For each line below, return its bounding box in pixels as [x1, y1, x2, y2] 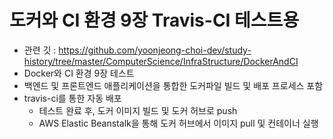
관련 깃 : [23, 44, 57, 56]
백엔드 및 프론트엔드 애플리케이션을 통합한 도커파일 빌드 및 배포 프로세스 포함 [23, 79, 324, 91]
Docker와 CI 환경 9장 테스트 [23, 67, 135, 79]
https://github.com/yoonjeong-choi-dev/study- [58, 44, 252, 56]
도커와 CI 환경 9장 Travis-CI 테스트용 [9, 9, 300, 32]
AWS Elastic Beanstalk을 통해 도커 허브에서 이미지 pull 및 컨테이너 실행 [38, 117, 319, 129]
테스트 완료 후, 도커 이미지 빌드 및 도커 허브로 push [38, 104, 238, 116]
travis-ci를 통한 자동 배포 [23, 92, 122, 104]
